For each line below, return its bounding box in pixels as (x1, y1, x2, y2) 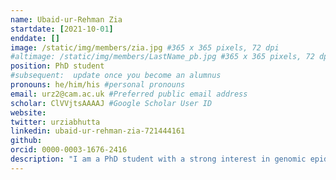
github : (10, 136, 43, 146)
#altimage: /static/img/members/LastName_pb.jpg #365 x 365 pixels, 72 (10, 52, 315, 62)
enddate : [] (10, 33, 60, 43)
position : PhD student (10, 61, 105, 71)
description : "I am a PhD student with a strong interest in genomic (10, 154, 307, 164)
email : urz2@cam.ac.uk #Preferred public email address (10, 89, 248, 99)
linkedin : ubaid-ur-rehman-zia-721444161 (10, 126, 186, 136)
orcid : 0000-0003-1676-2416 (10, 145, 128, 155)
